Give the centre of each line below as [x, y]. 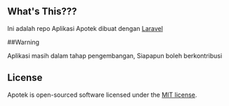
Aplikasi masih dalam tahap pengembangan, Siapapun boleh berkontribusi [115, 55]
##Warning [24, 42]
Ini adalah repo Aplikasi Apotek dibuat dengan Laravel [85, 28]
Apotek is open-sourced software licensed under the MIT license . [102, 95]
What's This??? [42, 12]
